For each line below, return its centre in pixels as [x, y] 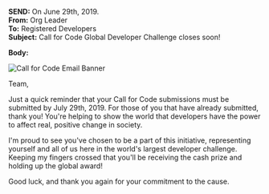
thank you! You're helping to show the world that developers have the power [134, 116]
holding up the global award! [55, 166]
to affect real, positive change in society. [75, 125]
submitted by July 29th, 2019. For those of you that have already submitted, [134, 108]
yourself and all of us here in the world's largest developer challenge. [123, 149]
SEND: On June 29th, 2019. [54, 12]
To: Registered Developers [53, 28]
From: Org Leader [38, 20]
